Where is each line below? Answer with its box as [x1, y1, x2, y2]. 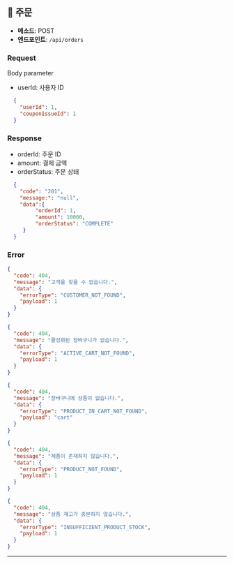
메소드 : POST [17, 27, 55, 35]
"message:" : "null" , [19, 194, 79, 201]
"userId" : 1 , [19, 103, 58, 110]
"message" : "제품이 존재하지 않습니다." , [13, 452, 120, 459]
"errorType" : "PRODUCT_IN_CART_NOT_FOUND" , [19, 408, 148, 415]
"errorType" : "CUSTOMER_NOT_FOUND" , [19, 292, 127, 299]
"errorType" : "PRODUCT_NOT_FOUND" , [19, 466, 123, 473]
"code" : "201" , [19, 188, 64, 195]
